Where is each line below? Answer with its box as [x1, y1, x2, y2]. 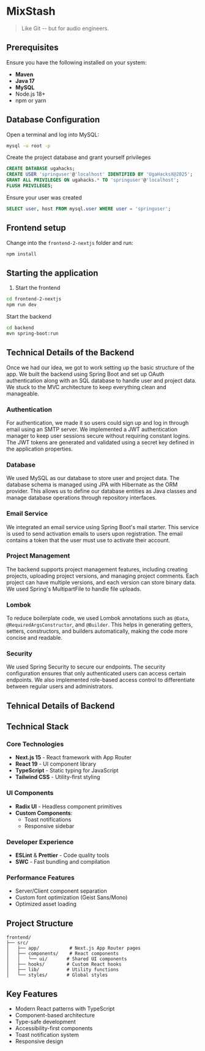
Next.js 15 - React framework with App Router [15, 754, 132, 761]
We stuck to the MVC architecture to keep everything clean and [6, 383, 166, 390]
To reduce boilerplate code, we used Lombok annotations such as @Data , [6, 615, 190, 622]
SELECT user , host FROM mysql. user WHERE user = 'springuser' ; [6, 206, 171, 212]
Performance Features [6, 874, 75, 882]
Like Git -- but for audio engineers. [21, 25, 109, 32]
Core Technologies [6, 740, 64, 748]
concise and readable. [6, 634, 62, 642]
